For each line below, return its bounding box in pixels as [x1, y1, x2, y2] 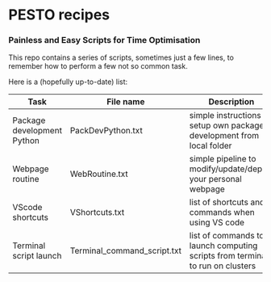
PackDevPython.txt [69, 125, 143, 137]
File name [106, 96, 145, 107]
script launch [12, 250, 62, 262]
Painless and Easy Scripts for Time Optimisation [8, 35, 201, 46]
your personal [189, 174, 242, 185]
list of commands [189, 230, 256, 242]
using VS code [189, 217, 244, 228]
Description [208, 96, 255, 107]
